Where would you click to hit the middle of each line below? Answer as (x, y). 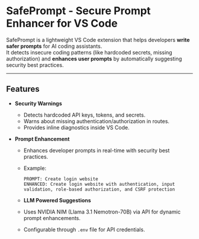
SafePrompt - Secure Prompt (78, 11)
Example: (35, 168)
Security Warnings (38, 103)
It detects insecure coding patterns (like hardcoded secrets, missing (89, 52)
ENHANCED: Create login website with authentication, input (99, 184)
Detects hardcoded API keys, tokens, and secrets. (84, 115)
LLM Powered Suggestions (57, 200)
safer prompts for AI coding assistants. (54, 46)
